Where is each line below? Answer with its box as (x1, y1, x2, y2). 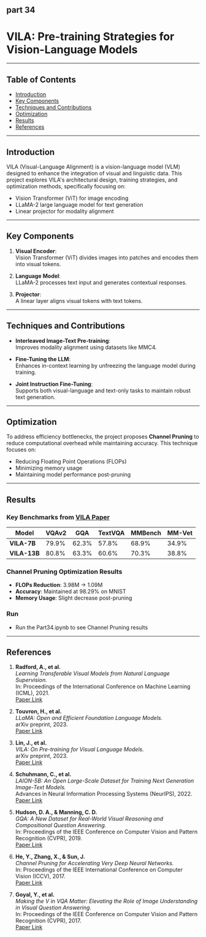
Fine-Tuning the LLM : (15, 355, 71, 362)
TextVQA (97, 529, 125, 537)
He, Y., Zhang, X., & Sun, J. (15, 853, 85, 860)
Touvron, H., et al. (15, 708, 63, 715)
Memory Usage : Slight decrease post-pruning (15, 594, 132, 602)
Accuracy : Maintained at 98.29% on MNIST (15, 588, 127, 595)
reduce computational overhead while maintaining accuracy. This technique (6, 440, 198, 447)
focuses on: (6, 446, 37, 453)
